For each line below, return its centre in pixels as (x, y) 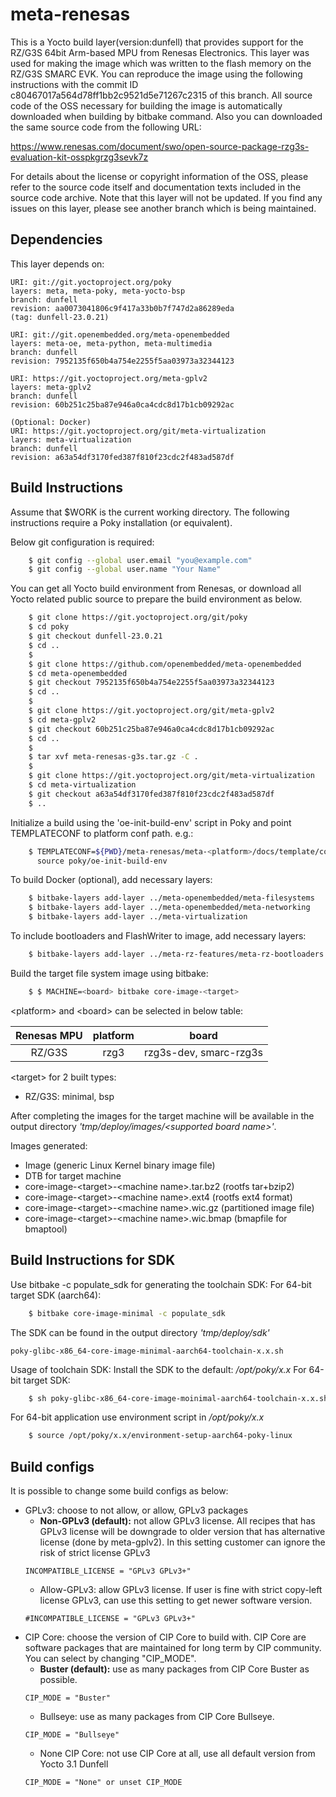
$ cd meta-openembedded (78, 673)
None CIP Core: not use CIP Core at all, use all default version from (177, 1754)
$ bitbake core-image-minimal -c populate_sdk (127, 1313)
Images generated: (49, 1145)
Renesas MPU (49, 1035)
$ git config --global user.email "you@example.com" (140, 560)
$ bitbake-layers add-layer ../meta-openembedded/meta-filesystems (171, 898)
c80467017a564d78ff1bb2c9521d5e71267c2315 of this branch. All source (161, 95)
